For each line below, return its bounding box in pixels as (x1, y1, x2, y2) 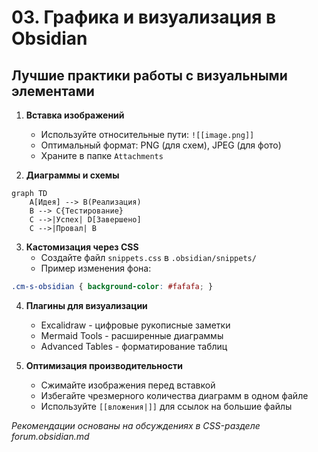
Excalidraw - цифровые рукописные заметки (40, 319, 231, 331)
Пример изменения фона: (40, 262, 152, 274)
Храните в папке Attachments (40, 150, 164, 161)
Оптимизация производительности (25, 359, 183, 371)
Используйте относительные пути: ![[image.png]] (40, 129, 255, 140)
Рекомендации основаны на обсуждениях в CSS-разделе (11, 419, 261, 431)
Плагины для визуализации (25, 299, 148, 311)
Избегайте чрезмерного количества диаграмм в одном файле (40, 389, 309, 401)
